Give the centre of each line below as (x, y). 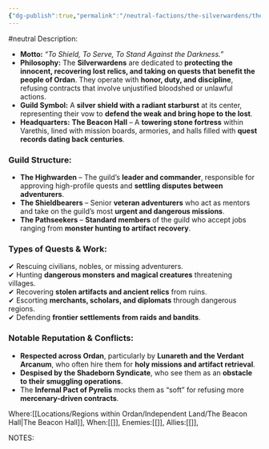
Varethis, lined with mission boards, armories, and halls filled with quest (139, 130)
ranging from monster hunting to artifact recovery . (105, 228)
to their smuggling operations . (71, 381)
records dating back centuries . (72, 139)
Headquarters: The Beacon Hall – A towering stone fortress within (132, 122)
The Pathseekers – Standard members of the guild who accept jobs (133, 219)
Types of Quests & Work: (58, 249)
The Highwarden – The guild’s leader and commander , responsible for (137, 177)
